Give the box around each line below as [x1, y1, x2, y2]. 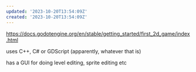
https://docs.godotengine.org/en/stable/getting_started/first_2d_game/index [6, 30, 190, 37]
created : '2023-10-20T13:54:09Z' [6, 14, 88, 20]
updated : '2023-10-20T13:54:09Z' [6, 8, 88, 15]
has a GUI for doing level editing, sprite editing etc [6, 59, 127, 66]
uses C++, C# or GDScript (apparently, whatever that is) [6, 47, 142, 54]
